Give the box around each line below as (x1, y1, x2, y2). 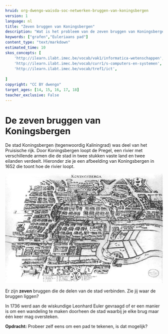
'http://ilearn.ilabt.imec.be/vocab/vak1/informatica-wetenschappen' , (14, 56, 164, 61)
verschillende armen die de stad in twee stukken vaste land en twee (5, 153, 145, 159)
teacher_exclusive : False (5, 93, 59, 98)
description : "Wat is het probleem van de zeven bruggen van (5, 29, 135, 35)
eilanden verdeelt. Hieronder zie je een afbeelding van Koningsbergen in (5, 158, 154, 164)
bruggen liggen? (5, 293, 39, 299)
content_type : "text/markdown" (5, 40, 70, 45)
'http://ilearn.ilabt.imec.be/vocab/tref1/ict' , (14, 66, 117, 71)
